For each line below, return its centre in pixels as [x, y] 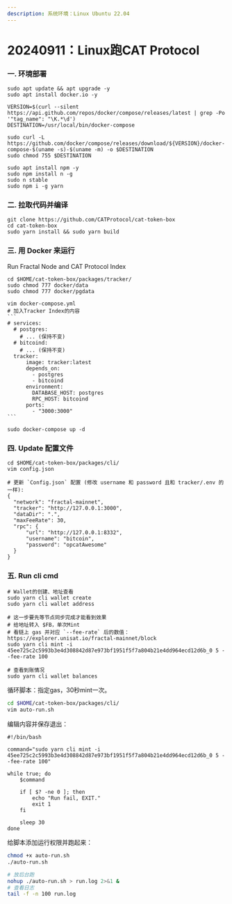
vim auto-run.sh [31, 710]
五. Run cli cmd [33, 575]
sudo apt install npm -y [43, 168]
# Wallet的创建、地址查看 [41, 592]
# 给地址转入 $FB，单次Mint [43, 625]
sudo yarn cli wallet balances [52, 676]
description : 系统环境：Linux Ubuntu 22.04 [68, 14]
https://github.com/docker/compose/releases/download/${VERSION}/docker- [116, 143]
